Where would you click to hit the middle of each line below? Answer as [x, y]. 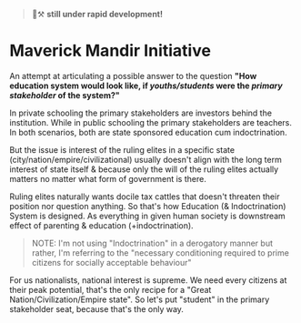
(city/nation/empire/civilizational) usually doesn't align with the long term [145, 159]
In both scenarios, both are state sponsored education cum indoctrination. [149, 132]
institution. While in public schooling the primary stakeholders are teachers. [151, 122]
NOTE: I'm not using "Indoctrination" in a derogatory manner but [152, 243]
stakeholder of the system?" [65, 95]
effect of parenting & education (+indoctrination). [101, 225]
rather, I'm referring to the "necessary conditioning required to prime [160, 252]
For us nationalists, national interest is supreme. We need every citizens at [148, 280]
